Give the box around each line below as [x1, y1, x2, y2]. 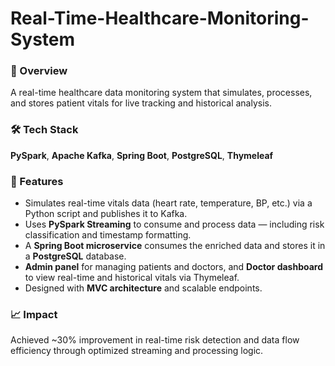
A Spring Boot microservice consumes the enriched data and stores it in [24, 240, 326, 252]
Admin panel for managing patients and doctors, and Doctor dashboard [24, 261, 324, 273]
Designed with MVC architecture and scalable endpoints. [24, 282, 263, 294]
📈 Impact [10, 308, 58, 321]
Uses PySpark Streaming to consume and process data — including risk [24, 218, 325, 231]
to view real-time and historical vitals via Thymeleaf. [24, 272, 240, 284]
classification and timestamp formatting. [24, 229, 192, 241]
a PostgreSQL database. [24, 250, 127, 262]
